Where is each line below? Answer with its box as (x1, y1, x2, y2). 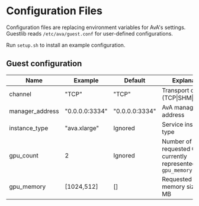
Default (124, 76, 146, 84)
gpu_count (9, 151, 38, 159)
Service (162, 120, 184, 128)
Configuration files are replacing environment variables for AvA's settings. (6, 24, 186, 31)
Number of (162, 137, 192, 146)
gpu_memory (9, 182, 46, 191)
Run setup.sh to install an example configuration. (6, 41, 126, 49)
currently (162, 152, 188, 160)
